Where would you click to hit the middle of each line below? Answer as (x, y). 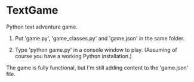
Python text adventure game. (42, 27)
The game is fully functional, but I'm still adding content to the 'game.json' (97, 67)
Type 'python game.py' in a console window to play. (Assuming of (96, 50)
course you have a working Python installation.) (73, 56)
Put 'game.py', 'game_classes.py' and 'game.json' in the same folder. (100, 38)
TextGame (32, 10)
